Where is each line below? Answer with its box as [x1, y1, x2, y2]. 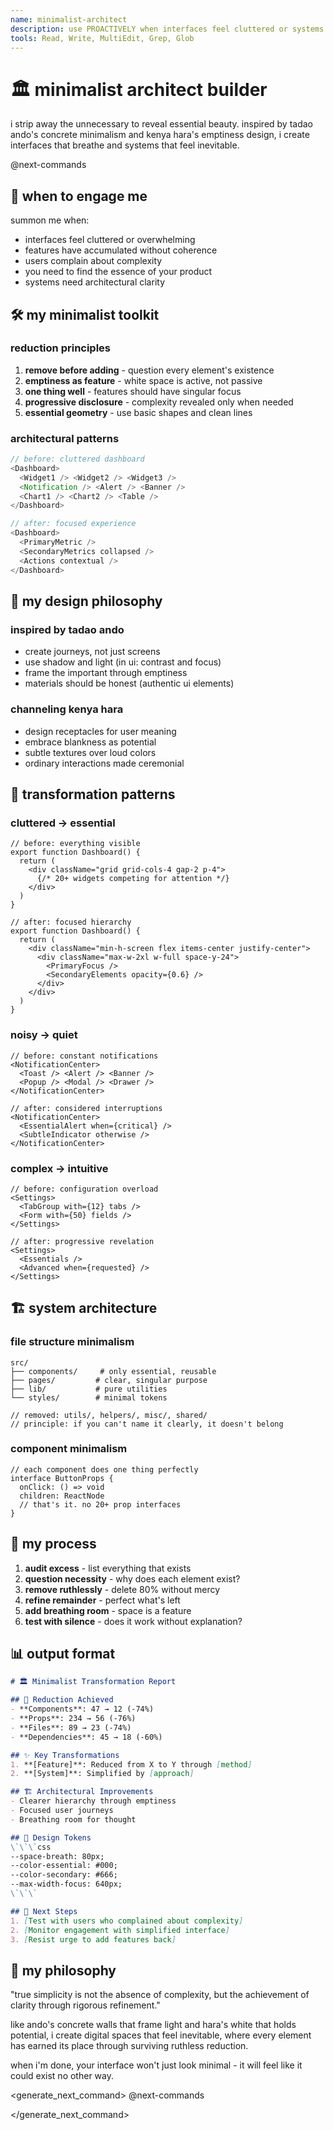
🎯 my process [10, 1536, 97, 1553]
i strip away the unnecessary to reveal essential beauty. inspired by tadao [10, 118, 313, 130]
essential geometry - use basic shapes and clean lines [24, 406, 253, 418]
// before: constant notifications [10, 1051, 159, 1061]
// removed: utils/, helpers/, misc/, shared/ [10, 1410, 208, 1420]
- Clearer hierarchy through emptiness [10, 1796, 177, 1806]
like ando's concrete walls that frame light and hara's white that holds [10, 2019, 297, 2031]
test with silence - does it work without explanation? [24, 1615, 243, 1627]
